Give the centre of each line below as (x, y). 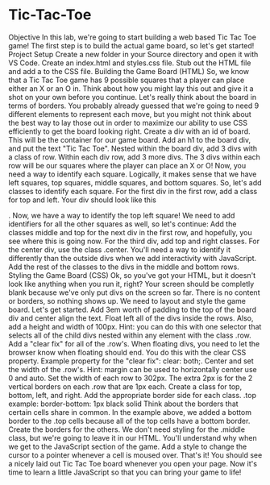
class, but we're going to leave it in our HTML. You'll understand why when (133, 437)
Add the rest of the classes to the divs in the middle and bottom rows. (124, 267)
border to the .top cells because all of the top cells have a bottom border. (129, 421)
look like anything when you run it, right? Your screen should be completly (131, 284)
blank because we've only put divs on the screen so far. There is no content (134, 292)
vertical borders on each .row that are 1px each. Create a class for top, (125, 386)
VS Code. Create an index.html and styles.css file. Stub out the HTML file (130, 63)
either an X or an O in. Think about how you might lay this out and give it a (131, 88)
